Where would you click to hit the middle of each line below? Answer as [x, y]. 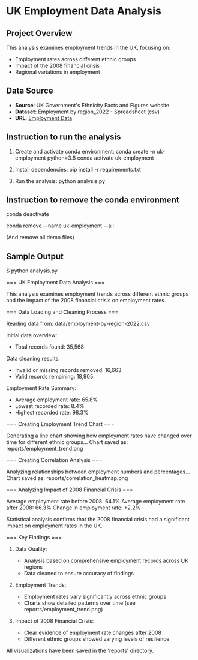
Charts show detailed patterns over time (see [80, 603]
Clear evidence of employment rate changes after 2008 [93, 633]
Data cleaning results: [33, 359]
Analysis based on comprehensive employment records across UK [106, 561]
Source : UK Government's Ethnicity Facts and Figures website [92, 105]
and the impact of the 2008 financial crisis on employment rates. [86, 301]
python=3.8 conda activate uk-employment [100, 158]
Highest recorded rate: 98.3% [52, 413]
